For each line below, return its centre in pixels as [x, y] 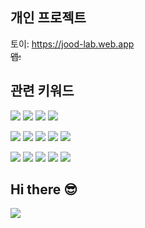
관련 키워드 [42, 91]
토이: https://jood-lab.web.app [72, 44]
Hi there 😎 [44, 189]
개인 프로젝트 [48, 18]
